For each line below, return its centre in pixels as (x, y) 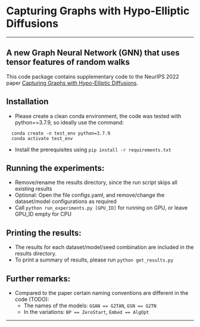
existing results (33, 189)
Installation (27, 102)
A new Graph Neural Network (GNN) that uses (93, 53)
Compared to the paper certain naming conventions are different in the (101, 293)
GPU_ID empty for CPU (43, 214)
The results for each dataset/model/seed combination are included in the (104, 247)
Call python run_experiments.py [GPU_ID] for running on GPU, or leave (101, 208)
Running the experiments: (55, 168)
